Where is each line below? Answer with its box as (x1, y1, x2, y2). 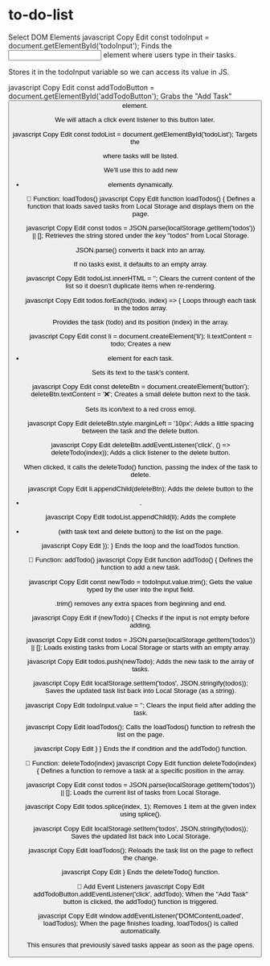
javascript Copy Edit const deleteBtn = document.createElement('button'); (31, 383, 250, 392)
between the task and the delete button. (81, 426, 200, 435)
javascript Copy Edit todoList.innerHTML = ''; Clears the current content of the (26, 274, 256, 283)
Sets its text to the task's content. (92, 368, 190, 376)
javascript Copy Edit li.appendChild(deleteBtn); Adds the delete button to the (27, 484, 254, 493)
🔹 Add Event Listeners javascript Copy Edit (76, 882, 205, 891)
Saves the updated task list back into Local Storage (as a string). (45, 686, 237, 695)
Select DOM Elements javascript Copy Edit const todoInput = (8, 32, 210, 42)
